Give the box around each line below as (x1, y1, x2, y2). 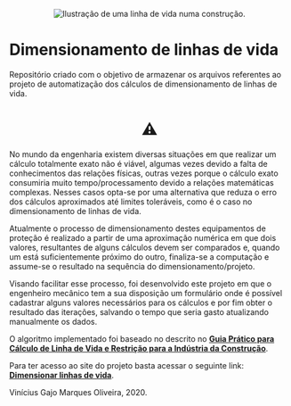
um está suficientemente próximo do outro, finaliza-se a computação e (9, 251, 270, 262)
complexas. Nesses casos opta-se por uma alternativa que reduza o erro (9, 186, 278, 197)
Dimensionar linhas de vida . (9, 369, 114, 380)
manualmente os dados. (9, 316, 98, 327)
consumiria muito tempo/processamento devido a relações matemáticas (9, 177, 274, 187)
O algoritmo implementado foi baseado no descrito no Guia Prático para (9, 333, 275, 344)
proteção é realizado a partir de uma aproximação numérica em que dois (9, 232, 277, 243)
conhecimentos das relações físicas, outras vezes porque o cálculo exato (9, 168, 279, 178)
